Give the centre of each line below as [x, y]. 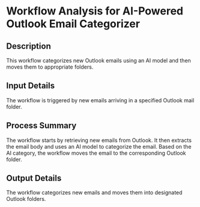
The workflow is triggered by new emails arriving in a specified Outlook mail [100, 100]
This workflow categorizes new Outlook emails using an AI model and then [98, 60]
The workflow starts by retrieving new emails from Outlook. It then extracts [99, 140]
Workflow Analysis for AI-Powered [95, 11]
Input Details [31, 86]
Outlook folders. [26, 199]
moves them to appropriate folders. [50, 67]
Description [29, 46]
